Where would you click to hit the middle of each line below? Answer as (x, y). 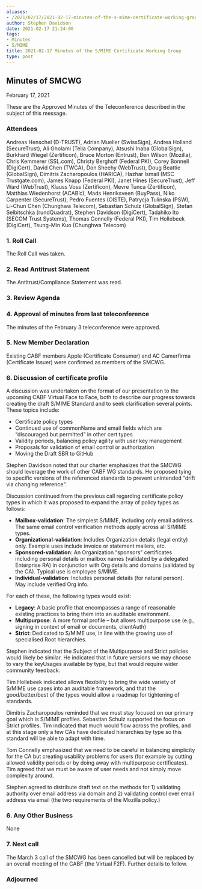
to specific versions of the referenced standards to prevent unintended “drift (101, 478)
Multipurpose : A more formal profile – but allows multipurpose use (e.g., (105, 620)
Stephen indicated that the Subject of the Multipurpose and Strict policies (97, 651)
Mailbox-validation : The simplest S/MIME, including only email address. (104, 521)
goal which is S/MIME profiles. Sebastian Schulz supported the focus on (96, 719)
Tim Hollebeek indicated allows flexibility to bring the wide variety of (91, 682)
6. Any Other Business (40, 816)
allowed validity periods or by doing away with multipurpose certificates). (97, 763)
